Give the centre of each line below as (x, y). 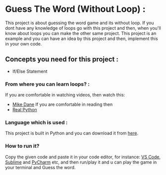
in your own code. (24, 44)
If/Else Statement (30, 71)
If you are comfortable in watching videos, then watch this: (65, 95)
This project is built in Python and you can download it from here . (72, 133)
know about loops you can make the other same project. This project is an (81, 33)
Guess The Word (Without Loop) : (75, 9)
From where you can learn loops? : (48, 84)
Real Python (25, 110)
